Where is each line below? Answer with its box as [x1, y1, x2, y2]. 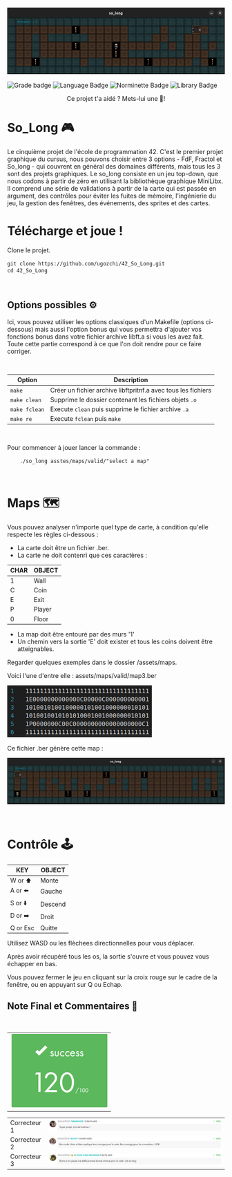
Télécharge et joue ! [7, 223, 123, 239]
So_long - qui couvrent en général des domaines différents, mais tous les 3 [7, 162, 221, 171]
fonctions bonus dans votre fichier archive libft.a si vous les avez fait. [7, 332, 204, 341]
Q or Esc [10, 923, 35, 932]
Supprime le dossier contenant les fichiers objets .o [50, 395, 197, 404]
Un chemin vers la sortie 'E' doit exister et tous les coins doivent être [17, 637, 213, 646]
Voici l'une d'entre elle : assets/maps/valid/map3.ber [7, 672, 157, 680]
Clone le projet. [7, 246, 51, 254]
